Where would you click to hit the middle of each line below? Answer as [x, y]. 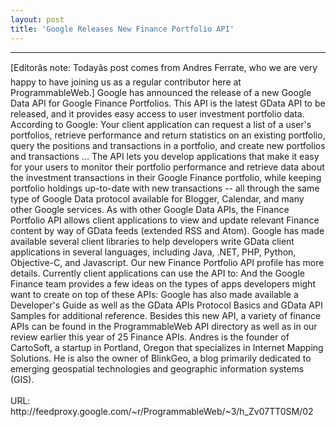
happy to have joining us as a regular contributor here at [126, 82]
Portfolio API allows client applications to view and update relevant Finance [165, 220]
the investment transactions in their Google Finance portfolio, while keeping [166, 177]
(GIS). [22, 379]
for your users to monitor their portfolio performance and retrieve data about [167, 167]
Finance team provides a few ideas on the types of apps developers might [163, 283]
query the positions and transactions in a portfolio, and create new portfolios [168, 145]
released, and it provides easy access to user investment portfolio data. [157, 113]
